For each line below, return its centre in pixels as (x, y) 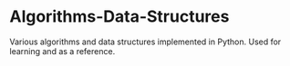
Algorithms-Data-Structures (119, 17)
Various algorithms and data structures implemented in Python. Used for (145, 42)
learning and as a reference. (62, 51)
